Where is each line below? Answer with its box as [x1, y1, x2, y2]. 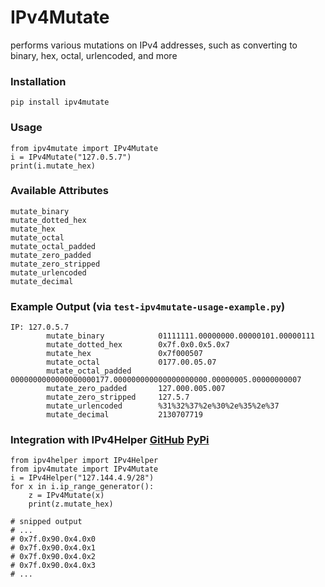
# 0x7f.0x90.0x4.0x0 [10, 534, 97, 545]
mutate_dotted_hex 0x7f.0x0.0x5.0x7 [46, 340, 230, 350]
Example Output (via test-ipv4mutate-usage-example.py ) [10, 299, 286, 313]
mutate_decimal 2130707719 [46, 410, 203, 420]
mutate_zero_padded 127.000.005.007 [46, 384, 226, 394]
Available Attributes [10, 184, 109, 198]
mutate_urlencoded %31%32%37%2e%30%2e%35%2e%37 [46, 401, 280, 411]
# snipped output [10, 517, 83, 527]
